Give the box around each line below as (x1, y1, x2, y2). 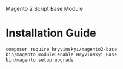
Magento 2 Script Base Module (5, 5, 83, 12)
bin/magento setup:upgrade (5, 57, 74, 63)
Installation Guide (5, 27, 96, 40)
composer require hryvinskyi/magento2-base (5, 46, 118, 52)
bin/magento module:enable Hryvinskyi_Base (5, 51, 118, 57)
